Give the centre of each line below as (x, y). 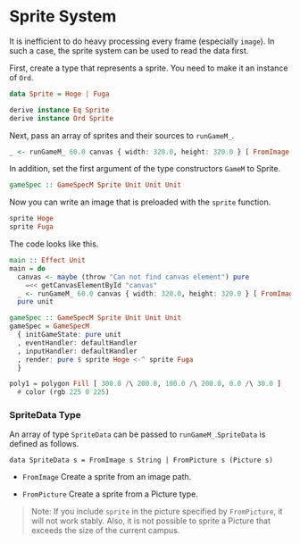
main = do (28, 268)
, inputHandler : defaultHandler (78, 351)
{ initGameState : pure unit (70, 335)
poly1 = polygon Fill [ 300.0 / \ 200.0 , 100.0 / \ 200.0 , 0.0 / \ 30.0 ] (145, 384)
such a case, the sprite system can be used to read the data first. (129, 50)
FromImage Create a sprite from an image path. (107, 477)
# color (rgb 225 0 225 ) (63, 392)
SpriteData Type (46, 415)
